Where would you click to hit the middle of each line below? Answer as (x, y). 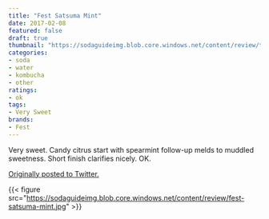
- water (21, 68)
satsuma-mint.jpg (37, 206)
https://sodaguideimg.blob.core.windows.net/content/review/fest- (136, 197)
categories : (28, 53)
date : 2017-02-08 (37, 23)
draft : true (28, 38)
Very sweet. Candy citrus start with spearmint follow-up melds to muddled (131, 149)
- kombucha (26, 75)
